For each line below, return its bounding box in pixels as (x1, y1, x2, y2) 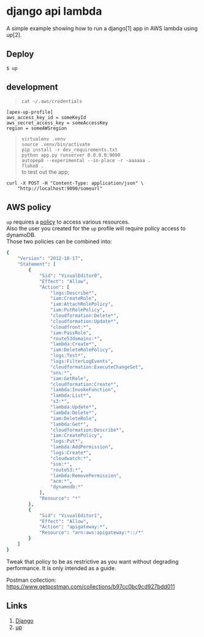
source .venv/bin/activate (21, 141, 91, 147)
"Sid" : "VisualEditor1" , (39, 512, 103, 518)
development (6, 82, 58, 93)
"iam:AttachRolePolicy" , (50, 301, 114, 308)
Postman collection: (6, 576, 56, 584)
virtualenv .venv (21, 136, 66, 142)
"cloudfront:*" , (50, 324, 92, 330)
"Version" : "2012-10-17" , (17, 256, 84, 262)
